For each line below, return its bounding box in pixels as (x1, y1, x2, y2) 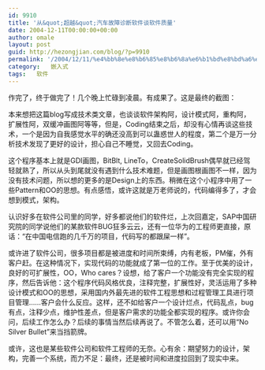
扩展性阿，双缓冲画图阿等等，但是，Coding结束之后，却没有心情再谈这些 (8, 119, 246, 128)
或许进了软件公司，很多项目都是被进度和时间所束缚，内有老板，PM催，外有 (8, 248, 254, 257)
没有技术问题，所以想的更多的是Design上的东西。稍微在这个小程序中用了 (8, 175, 245, 185)
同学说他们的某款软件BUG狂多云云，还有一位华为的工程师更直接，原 (28, 221, 252, 231)
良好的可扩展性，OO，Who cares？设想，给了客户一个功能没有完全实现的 (8, 268, 248, 277)
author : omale (8, 33, 55, 42)
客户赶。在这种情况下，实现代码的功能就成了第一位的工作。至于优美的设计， (8, 257, 257, 268)
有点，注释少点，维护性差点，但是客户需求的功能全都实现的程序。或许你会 (8, 307, 250, 316)
